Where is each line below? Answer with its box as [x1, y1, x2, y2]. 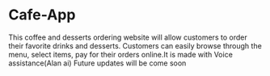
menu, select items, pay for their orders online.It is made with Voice [8, 49, 233, 59]
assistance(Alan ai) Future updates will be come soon [8, 58, 187, 68]
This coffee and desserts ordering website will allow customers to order [8, 32, 248, 42]
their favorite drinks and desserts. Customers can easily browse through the [8, 40, 263, 50]
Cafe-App [8, 6, 76, 24]
